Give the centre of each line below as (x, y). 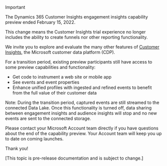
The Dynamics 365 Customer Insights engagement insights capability (77, 17)
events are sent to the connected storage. (48, 118)
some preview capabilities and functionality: (50, 67)
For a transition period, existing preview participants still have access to (79, 62)
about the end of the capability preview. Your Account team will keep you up (83, 133)
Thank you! (17, 148)
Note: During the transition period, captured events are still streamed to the (82, 102)
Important (15, 7)
